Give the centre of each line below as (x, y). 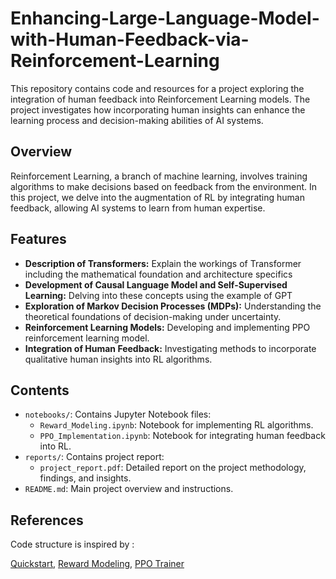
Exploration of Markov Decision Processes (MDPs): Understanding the (173, 306)
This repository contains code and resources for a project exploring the (157, 88)
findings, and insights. (85, 478)
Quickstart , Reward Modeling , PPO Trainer (97, 564)
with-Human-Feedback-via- (130, 39)
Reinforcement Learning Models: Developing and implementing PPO (167, 327)
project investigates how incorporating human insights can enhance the (158, 109)
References (47, 520)
